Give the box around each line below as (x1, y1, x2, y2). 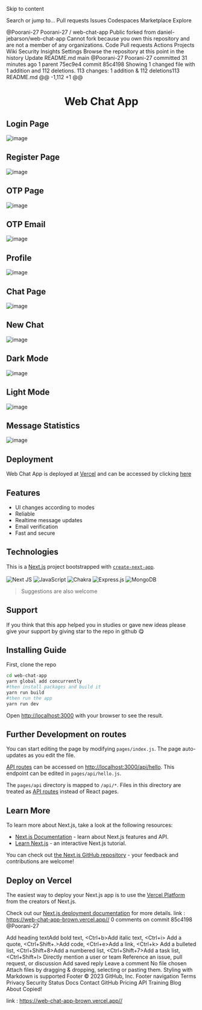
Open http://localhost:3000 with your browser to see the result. (6, 711, 164, 719)
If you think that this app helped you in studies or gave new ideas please (6, 621, 186, 628)
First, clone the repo (6, 661, 57, 668)
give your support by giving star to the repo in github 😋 (6, 627, 145, 635)
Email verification (14, 523, 58, 530)
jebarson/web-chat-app (6, 35, 66, 42)
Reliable (14, 510, 35, 517)
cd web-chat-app (6, 673, 47, 679)
